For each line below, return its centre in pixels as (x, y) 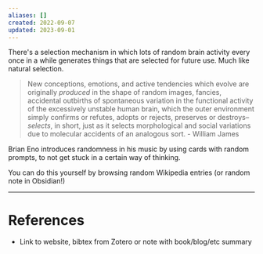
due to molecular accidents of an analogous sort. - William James (133, 134)
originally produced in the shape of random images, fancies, (124, 93)
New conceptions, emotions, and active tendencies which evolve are (138, 84)
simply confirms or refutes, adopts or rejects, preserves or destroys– (138, 118)
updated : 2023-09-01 (42, 30)
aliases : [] (27, 15)
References (46, 220)
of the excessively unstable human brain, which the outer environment (141, 109)
